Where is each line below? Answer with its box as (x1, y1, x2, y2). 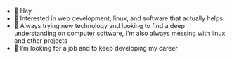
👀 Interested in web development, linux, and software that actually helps (13, 14, 224, 22)
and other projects (13, 37, 68, 45)
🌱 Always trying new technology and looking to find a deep (13, 22, 185, 29)
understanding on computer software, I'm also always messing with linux (13, 29, 226, 37)
